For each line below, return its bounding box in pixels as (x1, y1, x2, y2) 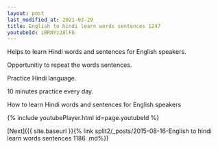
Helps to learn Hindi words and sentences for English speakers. (7, 48, 186, 56)
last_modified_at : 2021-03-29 (7, 16, 94, 23)
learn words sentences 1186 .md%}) (7, 134, 109, 143)
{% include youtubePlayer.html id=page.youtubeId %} (7, 114, 160, 122)
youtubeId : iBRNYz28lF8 (7, 29, 75, 36)
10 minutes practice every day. (7, 87, 94, 95)
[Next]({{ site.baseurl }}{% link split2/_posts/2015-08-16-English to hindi (7, 127, 212, 135)
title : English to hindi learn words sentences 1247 (7, 23, 161, 29)
